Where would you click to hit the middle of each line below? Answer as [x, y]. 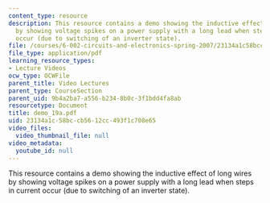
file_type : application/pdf [55, 53]
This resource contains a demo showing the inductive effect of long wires [130, 173]
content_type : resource [48, 16]
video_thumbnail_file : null [63, 135]
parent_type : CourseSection [55, 91]
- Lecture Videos [37, 68]
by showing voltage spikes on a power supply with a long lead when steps [131, 182]
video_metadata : [35, 143]
